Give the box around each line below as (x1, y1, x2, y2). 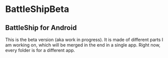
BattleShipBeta (5, 3, 70, 15)
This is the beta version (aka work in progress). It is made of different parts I (5, 36, 163, 42)
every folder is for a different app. (5, 47, 75, 53)
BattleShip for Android (5, 23, 77, 32)
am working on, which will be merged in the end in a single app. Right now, (5, 42, 160, 48)
